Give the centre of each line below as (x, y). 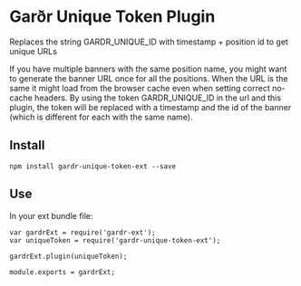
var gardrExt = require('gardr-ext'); (83, 233)
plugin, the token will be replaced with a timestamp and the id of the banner (150, 107)
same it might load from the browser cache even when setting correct (140, 88)
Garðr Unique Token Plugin (112, 17)
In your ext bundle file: (51, 215)
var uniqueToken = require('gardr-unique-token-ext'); (115, 240)
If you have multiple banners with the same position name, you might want (148, 69)
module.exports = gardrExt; (63, 272)
